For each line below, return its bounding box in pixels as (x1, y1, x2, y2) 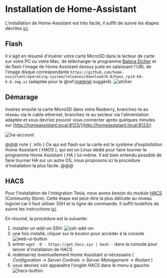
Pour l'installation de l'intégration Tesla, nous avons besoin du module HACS (5, 190, 162, 196)
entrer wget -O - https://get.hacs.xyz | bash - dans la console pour (12, 241, 158, 247)
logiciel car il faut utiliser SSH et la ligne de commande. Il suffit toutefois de (5, 201, 160, 207)
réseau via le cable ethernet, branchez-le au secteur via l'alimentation (5, 111, 149, 118)
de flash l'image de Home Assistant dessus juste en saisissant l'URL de (5, 63, 152, 69)
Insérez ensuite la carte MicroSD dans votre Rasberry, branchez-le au (5, 106, 149, 112)
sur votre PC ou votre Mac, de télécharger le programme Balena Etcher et (5, 58, 157, 64)
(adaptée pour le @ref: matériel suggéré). (28, 78, 113, 84)
